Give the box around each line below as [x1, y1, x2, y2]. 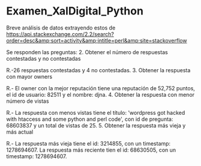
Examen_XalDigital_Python [6, 4, 144, 18]
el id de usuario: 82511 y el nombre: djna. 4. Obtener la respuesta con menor [6, 91, 195, 98]
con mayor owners [6, 73, 53, 80]
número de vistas [6, 97, 49, 105]
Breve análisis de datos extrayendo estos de [6, 24, 116, 31]
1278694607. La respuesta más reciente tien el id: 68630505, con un [6, 146, 176, 153]
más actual [6, 128, 34, 135]
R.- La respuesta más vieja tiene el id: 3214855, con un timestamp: [6, 140, 171, 147]
